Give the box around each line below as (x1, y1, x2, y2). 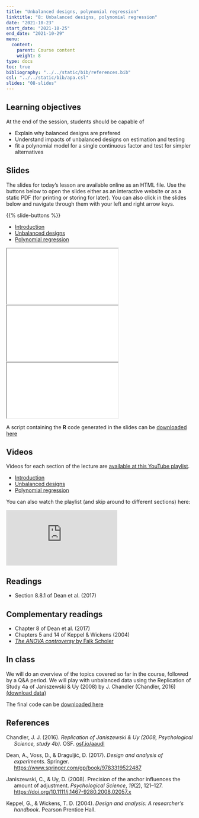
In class (6, 654, 36, 664)
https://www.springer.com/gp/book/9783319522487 (14, 764, 142, 771)
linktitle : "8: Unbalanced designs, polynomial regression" (6, 14, 158, 20)
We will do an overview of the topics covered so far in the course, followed (6, 670, 188, 678)
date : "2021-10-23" (6, 20, 54, 25)
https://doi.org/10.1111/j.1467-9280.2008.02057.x (14, 788, 131, 795)
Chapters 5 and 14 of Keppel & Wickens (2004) (14, 631, 130, 638)
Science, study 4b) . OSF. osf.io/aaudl (14, 740, 105, 747)
